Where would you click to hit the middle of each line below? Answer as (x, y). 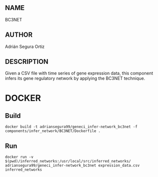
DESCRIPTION (27, 62)
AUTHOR (19, 35)
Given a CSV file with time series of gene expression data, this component (79, 73)
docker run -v (19, 157)
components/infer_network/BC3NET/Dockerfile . (53, 131)
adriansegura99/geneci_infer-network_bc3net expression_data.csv (72, 166)
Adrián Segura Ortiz (25, 46)
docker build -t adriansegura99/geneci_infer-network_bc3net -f (71, 127)
